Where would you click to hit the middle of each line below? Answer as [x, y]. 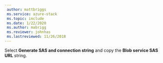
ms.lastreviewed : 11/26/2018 [36, 37]
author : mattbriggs [27, 9]
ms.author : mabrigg [27, 28]
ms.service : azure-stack [32, 14]
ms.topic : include [25, 18]
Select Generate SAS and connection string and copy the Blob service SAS [81, 50]
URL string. [16, 55]
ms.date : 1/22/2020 [27, 23]
